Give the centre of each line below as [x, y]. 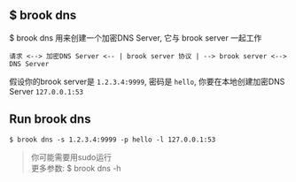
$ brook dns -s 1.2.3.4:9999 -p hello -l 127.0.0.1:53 [113, 140]
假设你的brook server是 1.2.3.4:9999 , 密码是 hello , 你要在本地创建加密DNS [147, 81]
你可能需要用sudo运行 [71, 157]
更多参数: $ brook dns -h [76, 168]
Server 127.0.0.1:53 [47, 91]
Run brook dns [50, 119]
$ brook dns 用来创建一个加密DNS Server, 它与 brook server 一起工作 [136, 38]
